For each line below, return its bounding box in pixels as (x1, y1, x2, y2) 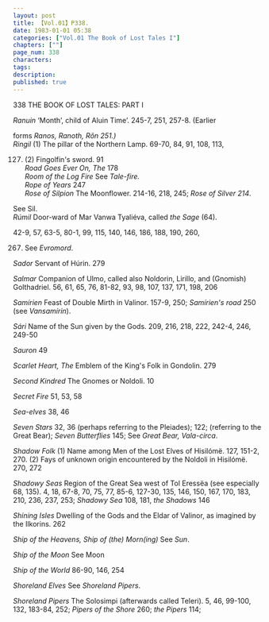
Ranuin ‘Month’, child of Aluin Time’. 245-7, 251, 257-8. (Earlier (13, 115, 217, 125)
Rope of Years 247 (24, 180, 86, 189)
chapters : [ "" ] (13, 41, 63, 49)
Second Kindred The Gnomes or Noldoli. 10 (13, 376, 155, 385)
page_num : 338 (13, 48, 60, 56)
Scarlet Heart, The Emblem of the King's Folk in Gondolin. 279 (13, 361, 217, 370)
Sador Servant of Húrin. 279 (13, 258, 106, 268)
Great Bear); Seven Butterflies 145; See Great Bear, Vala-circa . (13, 431, 218, 440)
